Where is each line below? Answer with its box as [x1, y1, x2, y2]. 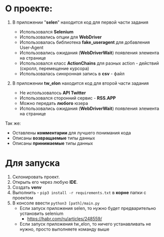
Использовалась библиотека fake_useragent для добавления [19, 39, 150, 45]
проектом [12, 195, 34, 201]
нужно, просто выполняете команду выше [19, 226, 110, 232]
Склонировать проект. [12, 173, 60, 180]
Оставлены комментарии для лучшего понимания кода [12, 130, 131, 135]
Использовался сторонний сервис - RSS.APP [19, 95, 116, 101]
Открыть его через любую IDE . [12, 179, 78, 185]
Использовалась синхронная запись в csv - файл [19, 70, 125, 76]
